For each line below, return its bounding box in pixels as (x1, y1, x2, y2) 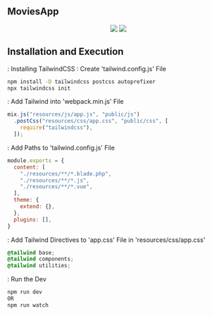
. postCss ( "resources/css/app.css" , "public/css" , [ (13, 118, 169, 125)
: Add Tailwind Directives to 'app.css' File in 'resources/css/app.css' (7, 236, 206, 244)
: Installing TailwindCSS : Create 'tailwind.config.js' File (7, 64, 167, 73)
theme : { (13, 197, 39, 204)
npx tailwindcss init (7, 85, 71, 92)
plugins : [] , (13, 216, 52, 223)
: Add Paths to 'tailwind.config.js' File (7, 143, 115, 152)
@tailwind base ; (7, 249, 55, 256)
